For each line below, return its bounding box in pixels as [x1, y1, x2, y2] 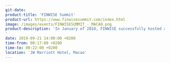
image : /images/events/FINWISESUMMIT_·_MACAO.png [5, 21, 112, 27]
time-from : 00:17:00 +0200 [5, 41, 62, 46]
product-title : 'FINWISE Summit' [5, 12, 76, 17]
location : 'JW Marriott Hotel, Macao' [5, 50, 87, 55]
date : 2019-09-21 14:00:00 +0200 [5, 36, 76, 41]
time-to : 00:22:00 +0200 [5, 45, 58, 50]
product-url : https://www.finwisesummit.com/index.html [5, 17, 125, 22]
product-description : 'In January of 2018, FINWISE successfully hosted [5, 26, 162, 31]
